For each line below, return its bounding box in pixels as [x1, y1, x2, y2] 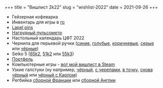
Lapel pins [11, 24, 33, 30]
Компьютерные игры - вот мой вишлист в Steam [11, 62, 115, 67]
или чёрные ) [11, 46, 39, 51]
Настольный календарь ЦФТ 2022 [11, 35, 85, 41]
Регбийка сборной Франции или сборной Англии [11, 77, 116, 83]
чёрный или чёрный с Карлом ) [11, 72, 77, 78]
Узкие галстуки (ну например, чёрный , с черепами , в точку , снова [11, 67, 153, 73]
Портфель [11, 56, 33, 62]
